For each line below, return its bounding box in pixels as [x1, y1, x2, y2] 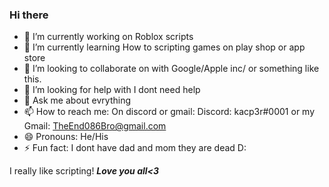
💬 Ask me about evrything [23, 94, 132, 107]
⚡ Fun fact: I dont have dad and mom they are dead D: [23, 142, 247, 154]
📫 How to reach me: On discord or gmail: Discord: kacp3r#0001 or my [23, 106, 316, 118]
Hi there [9, 8, 49, 22]
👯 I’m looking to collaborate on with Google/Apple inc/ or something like [23, 63, 320, 75]
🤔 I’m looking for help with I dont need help [23, 84, 201, 96]
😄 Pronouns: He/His [23, 131, 109, 143]
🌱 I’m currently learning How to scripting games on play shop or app [23, 41, 306, 53]
